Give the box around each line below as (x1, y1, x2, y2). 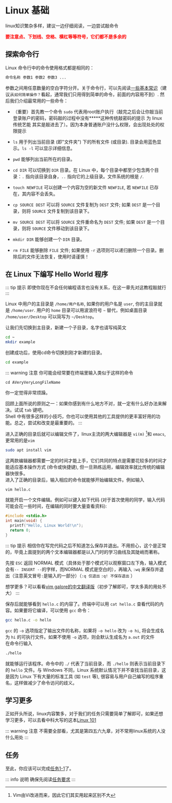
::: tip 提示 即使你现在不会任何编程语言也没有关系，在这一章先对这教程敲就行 (5, 284, 166, 290)
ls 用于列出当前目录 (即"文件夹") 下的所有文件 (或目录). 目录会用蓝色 (12, 139, 157, 145)
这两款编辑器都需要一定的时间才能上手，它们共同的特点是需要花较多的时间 (5, 457, 162, 463)
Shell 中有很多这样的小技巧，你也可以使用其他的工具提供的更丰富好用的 (5, 414, 156, 420)
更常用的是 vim (5, 437, 35, 443)
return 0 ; (10, 528, 31, 533)
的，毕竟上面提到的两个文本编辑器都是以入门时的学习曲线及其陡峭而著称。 (5, 549, 162, 555)
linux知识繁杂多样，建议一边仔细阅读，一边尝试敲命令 (5, 23, 119, 29)
